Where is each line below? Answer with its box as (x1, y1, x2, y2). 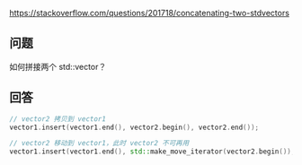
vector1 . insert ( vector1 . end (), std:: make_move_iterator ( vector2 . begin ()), (9, 147, 296, 156)
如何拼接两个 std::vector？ (9, 61, 107, 72)
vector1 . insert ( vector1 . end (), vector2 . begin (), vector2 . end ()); (9, 123, 259, 132)
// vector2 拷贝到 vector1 (9, 114, 106, 124)
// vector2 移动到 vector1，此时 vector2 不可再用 (9, 139, 190, 148)
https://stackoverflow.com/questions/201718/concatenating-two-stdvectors (9, 8, 290, 18)
